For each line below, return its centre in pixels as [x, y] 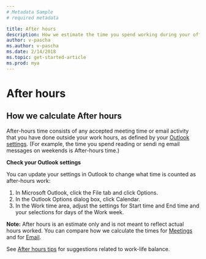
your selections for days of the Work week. [70, 212]
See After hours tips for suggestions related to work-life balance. [88, 249]
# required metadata [33, 18]
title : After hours [31, 29]
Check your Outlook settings [44, 162]
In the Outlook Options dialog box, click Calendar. [78, 199]
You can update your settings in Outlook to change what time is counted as [101, 174]
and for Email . [24, 237]
